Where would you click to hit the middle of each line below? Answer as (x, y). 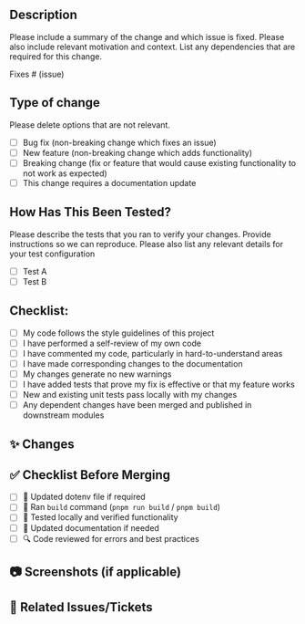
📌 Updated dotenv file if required (84, 497)
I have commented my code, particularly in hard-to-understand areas (152, 353)
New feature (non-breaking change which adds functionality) (137, 152)
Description (43, 15)
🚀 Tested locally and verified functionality (101, 517)
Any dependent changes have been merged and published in (137, 405)
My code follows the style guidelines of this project (118, 333)
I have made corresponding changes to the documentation (132, 363)
